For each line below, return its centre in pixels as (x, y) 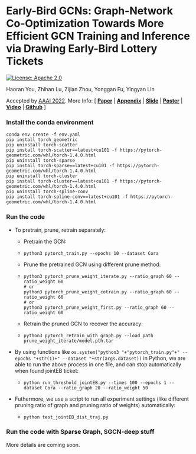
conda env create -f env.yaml (43, 135)
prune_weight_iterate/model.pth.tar (68, 341)
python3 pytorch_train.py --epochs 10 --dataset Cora (91, 253)
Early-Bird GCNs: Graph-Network (89, 11)
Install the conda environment (50, 122)
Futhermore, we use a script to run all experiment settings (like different (102, 399)
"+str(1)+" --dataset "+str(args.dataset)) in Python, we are (110, 358)
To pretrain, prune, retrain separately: (60, 230)
